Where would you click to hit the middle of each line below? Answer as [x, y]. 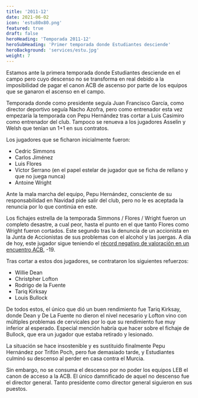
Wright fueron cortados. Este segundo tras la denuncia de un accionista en [98, 230]
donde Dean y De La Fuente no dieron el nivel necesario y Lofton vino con [97, 315]
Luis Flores [28, 163]
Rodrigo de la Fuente [40, 285]
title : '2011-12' [28, 12]
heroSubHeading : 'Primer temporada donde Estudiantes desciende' [88, 45]
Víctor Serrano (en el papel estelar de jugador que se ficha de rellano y [101, 170]
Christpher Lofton [36, 278]
